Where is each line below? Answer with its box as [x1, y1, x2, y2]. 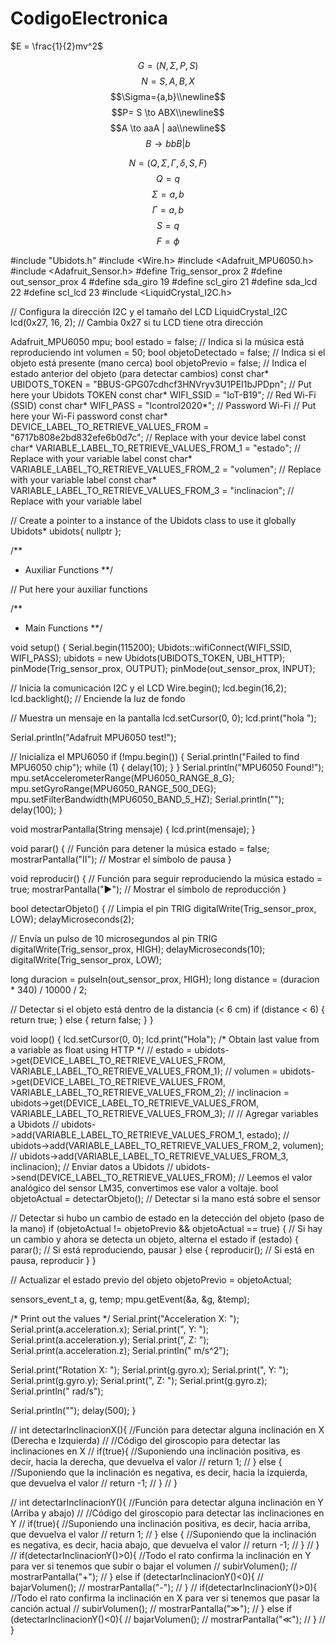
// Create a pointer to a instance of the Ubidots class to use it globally [10, 514, 297, 526]
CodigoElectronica [10, 7, 168, 30]
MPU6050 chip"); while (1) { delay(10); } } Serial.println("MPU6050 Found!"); [10, 761, 325, 773]
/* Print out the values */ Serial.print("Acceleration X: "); [10, 1312, 240, 1324]
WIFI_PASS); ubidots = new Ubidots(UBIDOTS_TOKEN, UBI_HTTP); [10, 652, 286, 664]
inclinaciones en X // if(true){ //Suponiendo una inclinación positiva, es [10, 1445, 301, 1457]
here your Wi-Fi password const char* [10, 410, 168, 422]
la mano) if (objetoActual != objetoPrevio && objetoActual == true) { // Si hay [10, 1222, 323, 1234]
